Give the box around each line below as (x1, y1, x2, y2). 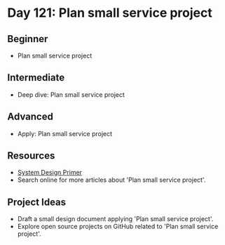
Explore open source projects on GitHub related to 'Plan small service (17, 223, 219, 231)
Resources (7, 150, 55, 162)
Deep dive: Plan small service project (17, 90, 125, 99)
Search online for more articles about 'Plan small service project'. (17, 176, 206, 184)
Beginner (7, 33, 48, 45)
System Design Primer (17, 168, 83, 177)
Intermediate (7, 72, 65, 84)
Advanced (7, 111, 54, 123)
